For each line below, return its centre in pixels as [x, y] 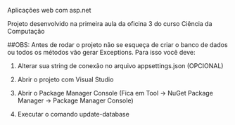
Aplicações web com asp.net [49, 10]
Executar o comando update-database [74, 114]
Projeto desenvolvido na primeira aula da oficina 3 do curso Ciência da [110, 24]
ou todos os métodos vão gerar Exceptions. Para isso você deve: [101, 52]
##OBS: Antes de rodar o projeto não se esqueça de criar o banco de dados [118, 45]
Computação [26, 31]
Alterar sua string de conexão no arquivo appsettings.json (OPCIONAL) [120, 66]
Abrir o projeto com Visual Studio [65, 79]
